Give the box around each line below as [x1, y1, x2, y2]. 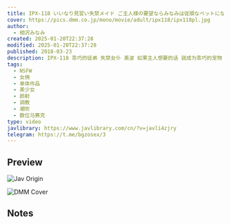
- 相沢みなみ [13, 29, 46, 36]
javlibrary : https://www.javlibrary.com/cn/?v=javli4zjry [7, 125, 177, 132]
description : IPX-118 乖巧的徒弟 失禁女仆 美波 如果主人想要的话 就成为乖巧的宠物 [7, 55, 223, 62]
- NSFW [13, 67, 32, 74]
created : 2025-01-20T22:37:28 [7, 36, 94, 42]
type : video [7, 118, 41, 125]
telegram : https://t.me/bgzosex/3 [7, 131, 107, 138]
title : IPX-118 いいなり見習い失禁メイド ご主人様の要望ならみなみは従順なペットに [7, 10, 221, 17]
